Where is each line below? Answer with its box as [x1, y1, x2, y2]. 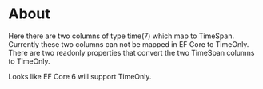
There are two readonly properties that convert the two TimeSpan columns [8, 48, 255, 57]
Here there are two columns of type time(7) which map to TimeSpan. [8, 31, 234, 41]
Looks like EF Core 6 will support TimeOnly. [8, 72, 152, 81]
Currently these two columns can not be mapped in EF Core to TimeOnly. [8, 39, 249, 48]
